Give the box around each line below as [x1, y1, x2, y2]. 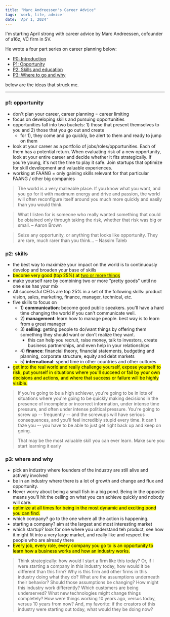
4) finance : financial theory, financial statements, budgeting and [20, 348, 155, 354]
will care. [12, 499, 32, 505]
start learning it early [17, 442, 62, 449]
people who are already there [12, 537, 74, 543]
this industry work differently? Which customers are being [17, 585, 139, 591]
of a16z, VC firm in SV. [5, 36, 52, 42]
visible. [12, 380, 28, 386]
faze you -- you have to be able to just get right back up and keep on [17, 422, 161, 428]
